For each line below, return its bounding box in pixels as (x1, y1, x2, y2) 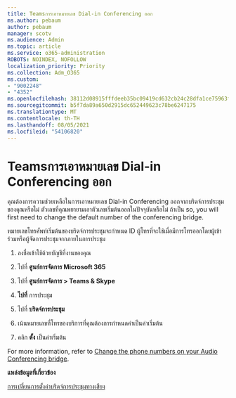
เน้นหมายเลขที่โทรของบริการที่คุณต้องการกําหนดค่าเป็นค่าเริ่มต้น (17, 319, 163, 328)
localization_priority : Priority (7, 63, 105, 70)
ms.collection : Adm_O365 (7, 69, 80, 76)
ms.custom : (7, 75, 39, 83)
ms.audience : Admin (7, 37, 65, 44)
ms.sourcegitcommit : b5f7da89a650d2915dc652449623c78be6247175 (7, 102, 197, 109)
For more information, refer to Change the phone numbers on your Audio (7, 347, 218, 356)
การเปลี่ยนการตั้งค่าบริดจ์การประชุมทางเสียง (7, 383, 105, 391)
